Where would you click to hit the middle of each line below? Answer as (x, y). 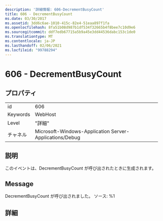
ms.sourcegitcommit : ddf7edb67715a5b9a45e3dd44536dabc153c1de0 (70, 32)
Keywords (19, 114)
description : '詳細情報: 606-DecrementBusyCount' (55, 9)
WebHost (45, 114)
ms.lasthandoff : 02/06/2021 (33, 46)
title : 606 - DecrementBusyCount (39, 14)
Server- (120, 131)
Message (19, 184)
